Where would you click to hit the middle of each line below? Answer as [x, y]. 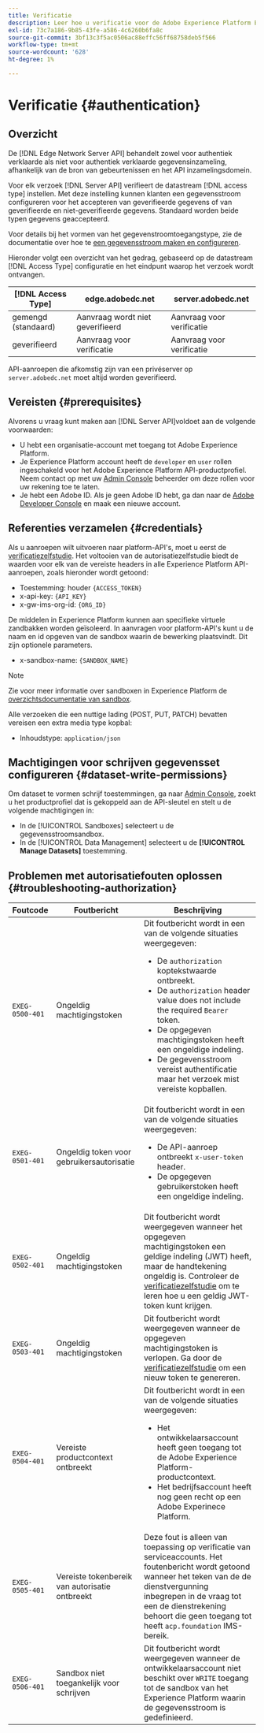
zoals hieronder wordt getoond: [98, 572]
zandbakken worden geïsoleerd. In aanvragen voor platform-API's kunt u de [131, 628]
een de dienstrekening [185, 1606]
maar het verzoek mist [198, 1079]
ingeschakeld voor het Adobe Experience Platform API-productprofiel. [133, 470]
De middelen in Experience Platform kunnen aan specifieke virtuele [117, 619]
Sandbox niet [81, 1673]
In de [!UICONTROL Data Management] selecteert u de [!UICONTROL [132, 842]
